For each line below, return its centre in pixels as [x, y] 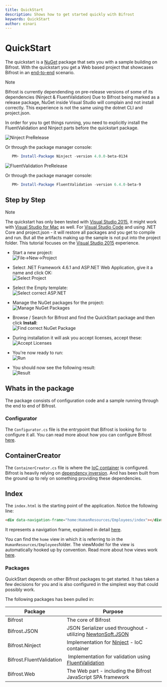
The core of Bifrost [89, 620]
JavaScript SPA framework [98, 677]
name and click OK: [32, 273]
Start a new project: [33, 252]
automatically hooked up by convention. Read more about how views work [82, 550]
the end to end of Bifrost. [31, 405]
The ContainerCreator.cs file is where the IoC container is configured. [77, 468]
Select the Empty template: [40, 288]
